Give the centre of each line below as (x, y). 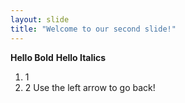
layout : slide (40, 19)
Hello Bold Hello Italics (58, 57)
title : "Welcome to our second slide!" (93, 29)
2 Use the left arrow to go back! (90, 87)
